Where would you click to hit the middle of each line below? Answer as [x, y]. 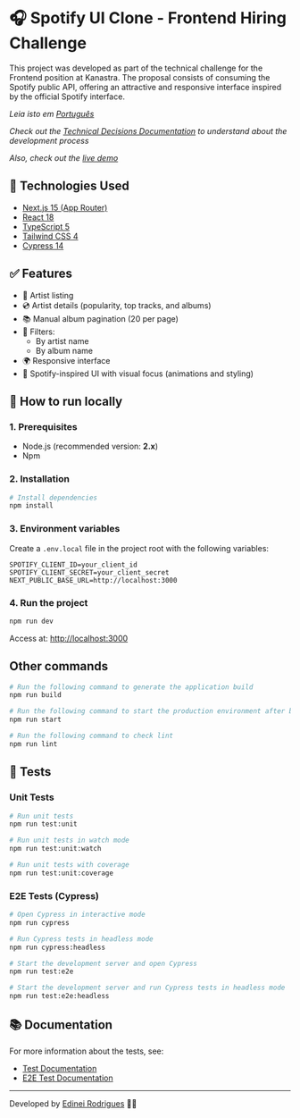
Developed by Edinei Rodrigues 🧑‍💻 [73, 1103]
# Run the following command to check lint [92, 736]
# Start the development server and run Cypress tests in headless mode [147, 988]
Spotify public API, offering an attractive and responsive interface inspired [146, 87]
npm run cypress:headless [57, 947]
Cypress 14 [43, 245]
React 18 [38, 217]
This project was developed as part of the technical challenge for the [136, 68]
